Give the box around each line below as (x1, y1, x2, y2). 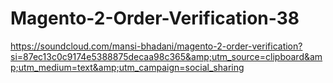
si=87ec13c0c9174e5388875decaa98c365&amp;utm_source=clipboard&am (10, 50, 323, 62)
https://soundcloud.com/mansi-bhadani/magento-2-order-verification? (10, 40, 303, 52)
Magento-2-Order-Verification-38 (10, 7, 300, 30)
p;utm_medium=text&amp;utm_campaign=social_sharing (10, 61, 245, 73)
